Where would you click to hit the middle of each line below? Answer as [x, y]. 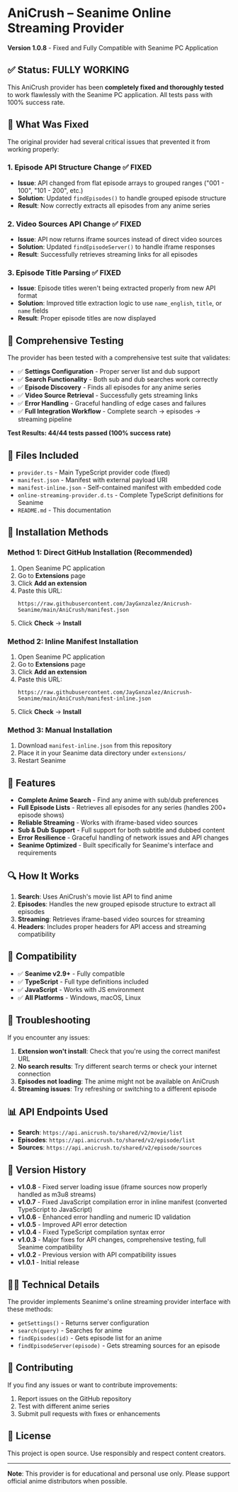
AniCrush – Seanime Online [89, 13]
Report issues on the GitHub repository [74, 1398]
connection [34, 1074]
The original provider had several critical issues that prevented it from [109, 141]
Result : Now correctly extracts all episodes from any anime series [114, 205]
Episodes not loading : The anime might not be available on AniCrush [118, 1081]
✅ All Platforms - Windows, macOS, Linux [79, 997]
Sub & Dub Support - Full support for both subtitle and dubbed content [121, 830]
